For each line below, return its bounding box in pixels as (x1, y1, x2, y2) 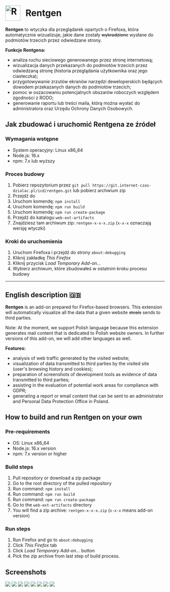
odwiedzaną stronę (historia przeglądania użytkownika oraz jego (12, 68, 148, 74)
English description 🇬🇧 (5, 290, 81, 299)
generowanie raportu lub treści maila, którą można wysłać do (12, 100, 140, 106)
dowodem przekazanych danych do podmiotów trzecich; (12, 84, 132, 90)
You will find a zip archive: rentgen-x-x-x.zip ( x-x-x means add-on (12, 507, 153, 513)
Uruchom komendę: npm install (12, 198, 80, 204)
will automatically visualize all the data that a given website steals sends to (5, 309, 161, 316)
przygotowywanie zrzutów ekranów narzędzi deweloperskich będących (12, 78, 163, 84)
